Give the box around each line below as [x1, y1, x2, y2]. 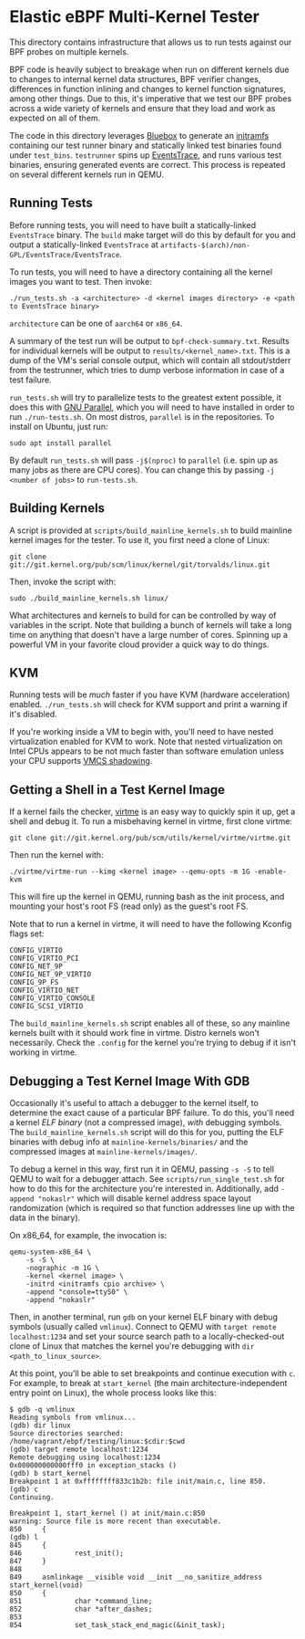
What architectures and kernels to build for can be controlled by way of [9, 610, 277, 621]
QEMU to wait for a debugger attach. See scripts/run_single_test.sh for [9, 1174, 285, 1184]
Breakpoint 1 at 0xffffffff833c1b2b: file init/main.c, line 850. [9, 1477, 267, 1486]
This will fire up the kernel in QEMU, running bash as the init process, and [9, 892, 285, 903]
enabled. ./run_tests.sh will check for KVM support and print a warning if [9, 699, 289, 710]
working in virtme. [9, 1047, 77, 1058]
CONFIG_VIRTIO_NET [9, 986, 79, 996]
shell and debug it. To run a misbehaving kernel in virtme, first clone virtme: [9, 816, 293, 827]
